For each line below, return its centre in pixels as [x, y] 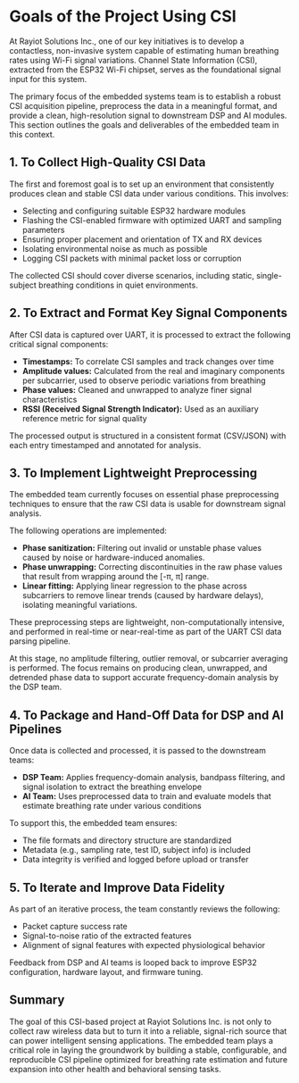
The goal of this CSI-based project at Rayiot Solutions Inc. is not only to [141, 1021]
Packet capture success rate [75, 926]
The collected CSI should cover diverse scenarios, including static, [132, 275]
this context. [32, 134]
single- [269, 275]
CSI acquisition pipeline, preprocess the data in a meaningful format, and [143, 105]
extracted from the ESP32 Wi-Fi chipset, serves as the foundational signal [145, 70]
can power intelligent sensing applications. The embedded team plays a [141, 1040]
